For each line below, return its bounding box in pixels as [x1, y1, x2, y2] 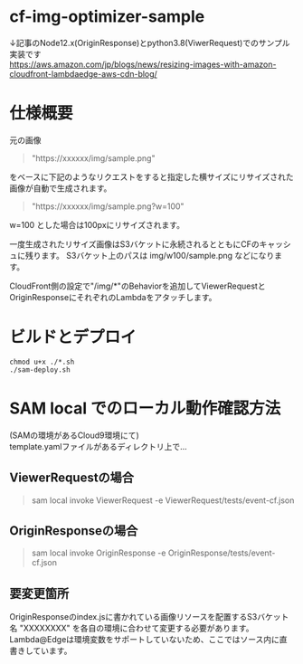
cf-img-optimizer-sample [9, 6, 205, 27]
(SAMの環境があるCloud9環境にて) [9, 430, 140, 441]
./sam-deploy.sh [9, 365, 71, 375]
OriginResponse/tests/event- [167, 547, 276, 558]
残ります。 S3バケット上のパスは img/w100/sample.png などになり [24, 250, 275, 261]
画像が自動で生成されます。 [9, 183, 112, 194]
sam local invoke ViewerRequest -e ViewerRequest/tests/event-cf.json [31, 495, 295, 506]
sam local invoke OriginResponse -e [31, 547, 166, 558]
